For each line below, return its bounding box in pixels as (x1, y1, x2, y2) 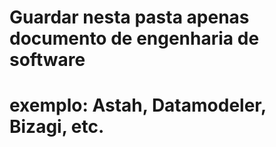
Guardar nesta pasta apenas (9, 6, 250, 29)
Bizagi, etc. (9, 116, 105, 138)
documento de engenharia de (9, 27, 260, 50)
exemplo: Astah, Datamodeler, (9, 94, 267, 117)
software (9, 49, 86, 71)
